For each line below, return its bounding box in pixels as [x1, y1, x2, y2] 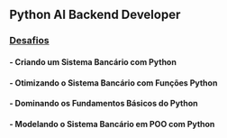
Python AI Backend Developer [9, 7, 181, 23]
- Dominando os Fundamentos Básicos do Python [9, 98, 198, 109]
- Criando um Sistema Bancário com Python [9, 56, 177, 67]
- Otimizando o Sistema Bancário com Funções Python [9, 77, 218, 88]
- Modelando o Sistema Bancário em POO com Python [9, 118, 215, 129]
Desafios [9, 34, 50, 47]
